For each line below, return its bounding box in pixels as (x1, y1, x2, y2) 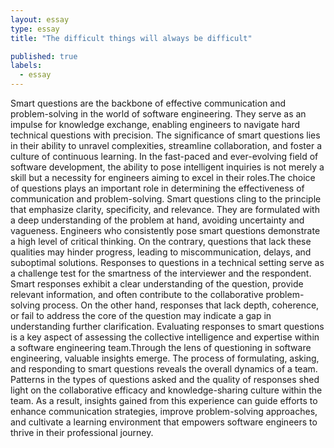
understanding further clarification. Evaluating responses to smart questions (10, 321, 325, 332)
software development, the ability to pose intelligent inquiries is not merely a (10, 161, 325, 173)
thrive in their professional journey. (10, 427, 154, 438)
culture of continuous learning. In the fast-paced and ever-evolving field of (10, 151, 319, 162)
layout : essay (10, 14, 70, 25)
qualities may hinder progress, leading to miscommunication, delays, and (10, 246, 312, 258)
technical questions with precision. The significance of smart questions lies (10, 129, 321, 141)
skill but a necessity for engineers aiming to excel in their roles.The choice (10, 172, 316, 183)
